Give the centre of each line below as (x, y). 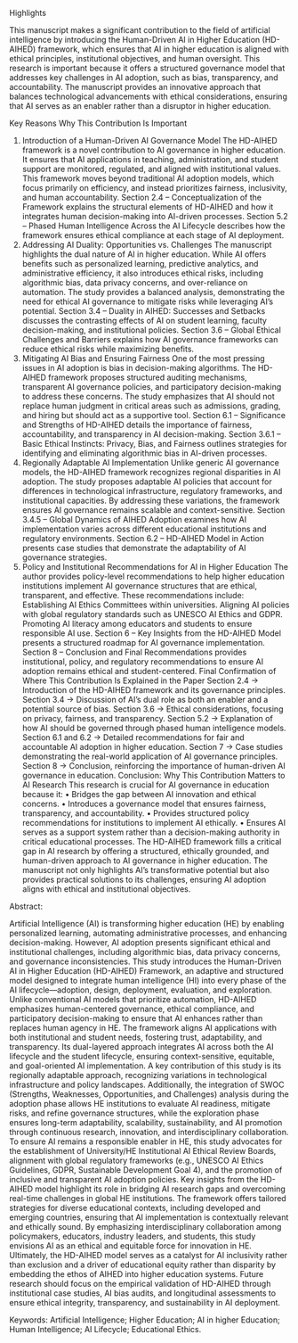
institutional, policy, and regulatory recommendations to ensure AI (143, 662)
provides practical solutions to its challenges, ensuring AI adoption (144, 879)
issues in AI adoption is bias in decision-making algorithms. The (139, 368)
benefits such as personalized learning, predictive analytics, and (140, 264)
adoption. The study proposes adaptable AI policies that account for (147, 482)
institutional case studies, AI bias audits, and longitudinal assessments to (143, 1293)
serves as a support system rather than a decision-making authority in (151, 832)
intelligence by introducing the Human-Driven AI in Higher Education (135, 40)
